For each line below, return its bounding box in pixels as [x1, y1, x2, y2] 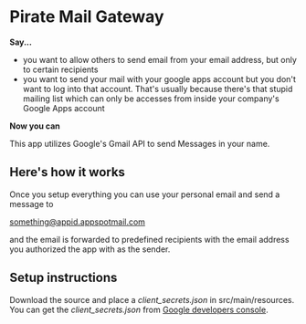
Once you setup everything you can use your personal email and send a [9, 189, 280, 200]
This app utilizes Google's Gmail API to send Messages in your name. [9, 138, 270, 149]
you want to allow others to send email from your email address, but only [22, 54, 297, 65]
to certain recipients [22, 64, 99, 75]
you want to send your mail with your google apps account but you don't [22, 73, 297, 84]
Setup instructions [9, 270, 118, 286]
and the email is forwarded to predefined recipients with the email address [9, 234, 290, 245]
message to [9, 198, 54, 209]
